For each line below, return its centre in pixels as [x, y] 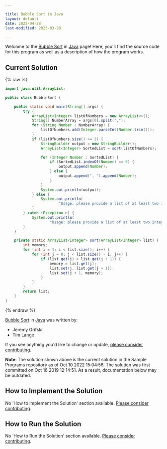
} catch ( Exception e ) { [49, 213]
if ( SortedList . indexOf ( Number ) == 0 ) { [92, 162]
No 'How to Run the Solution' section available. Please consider [70, 436]
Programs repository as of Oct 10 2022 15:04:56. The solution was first [78, 365]
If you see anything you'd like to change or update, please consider [74, 344]
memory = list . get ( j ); [73, 264]
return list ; [37, 292]
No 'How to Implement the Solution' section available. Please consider [77, 403]
